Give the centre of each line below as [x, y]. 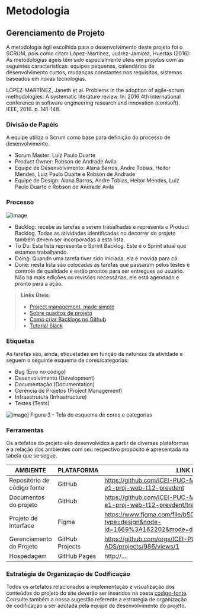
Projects [69, 547]
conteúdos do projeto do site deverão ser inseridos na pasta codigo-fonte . [97, 593]
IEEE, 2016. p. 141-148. [33, 109]
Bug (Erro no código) [40, 371]
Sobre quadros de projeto [61, 313]
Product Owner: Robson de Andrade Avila [65, 162]
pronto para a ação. [39, 283]
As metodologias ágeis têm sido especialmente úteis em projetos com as [95, 60]
